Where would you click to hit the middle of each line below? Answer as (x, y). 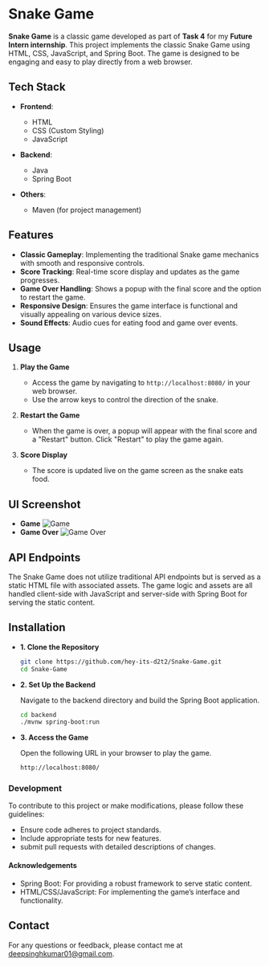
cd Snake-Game (43, 669)
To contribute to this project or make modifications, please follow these (126, 806)
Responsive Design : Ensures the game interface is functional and (129, 305)
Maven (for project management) (87, 210)
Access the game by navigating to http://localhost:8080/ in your (141, 383)
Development (35, 789)
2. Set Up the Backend (58, 684)
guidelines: (26, 814)
